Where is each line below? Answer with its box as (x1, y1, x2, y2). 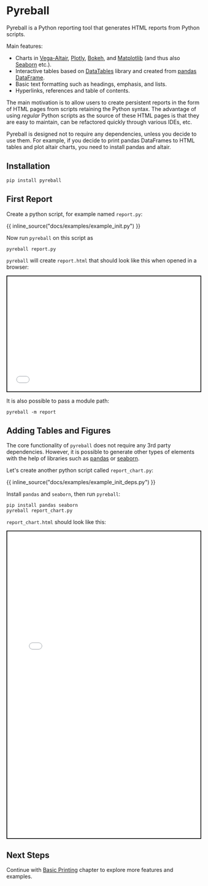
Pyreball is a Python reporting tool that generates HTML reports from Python (6, 24, 200, 31)
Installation (6, 161, 50, 172)
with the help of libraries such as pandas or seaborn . (6, 455, 140, 462)
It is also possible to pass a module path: (6, 397, 109, 404)
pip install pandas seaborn (6, 503, 79, 509)
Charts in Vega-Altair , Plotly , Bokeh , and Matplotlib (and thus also (15, 54, 180, 61)
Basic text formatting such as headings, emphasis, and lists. (15, 80, 168, 88)
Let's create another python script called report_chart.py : (6, 467, 153, 474)
